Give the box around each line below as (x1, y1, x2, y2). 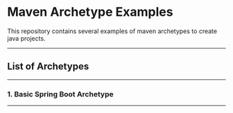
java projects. (7, 34, 46, 42)
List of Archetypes (7, 61, 89, 72)
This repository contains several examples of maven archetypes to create (7, 27, 217, 35)
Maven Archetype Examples (7, 4, 173, 20)
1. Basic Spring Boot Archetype (7, 89, 114, 99)
